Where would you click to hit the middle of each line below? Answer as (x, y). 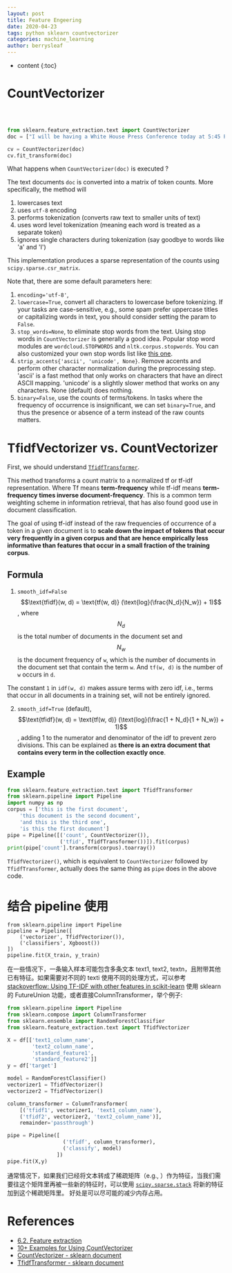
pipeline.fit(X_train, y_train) (54, 956)
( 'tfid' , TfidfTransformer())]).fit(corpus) (125, 842)
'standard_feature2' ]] (65, 1060)
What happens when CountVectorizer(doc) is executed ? (88, 169)
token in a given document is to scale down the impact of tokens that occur (116, 531)
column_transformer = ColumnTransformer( (68, 1104)
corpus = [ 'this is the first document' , (68, 809)
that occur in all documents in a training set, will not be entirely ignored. (109, 695)
